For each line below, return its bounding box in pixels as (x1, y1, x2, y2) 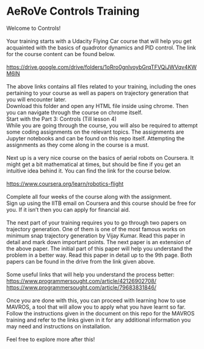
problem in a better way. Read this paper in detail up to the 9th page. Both (6, 251, 192, 259)
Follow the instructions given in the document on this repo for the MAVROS (6, 309, 195, 317)
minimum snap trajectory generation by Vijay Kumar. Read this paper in (6, 232, 185, 239)
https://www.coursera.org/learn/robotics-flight (6, 180, 124, 187)
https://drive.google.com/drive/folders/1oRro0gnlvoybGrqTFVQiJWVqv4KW (6, 63, 197, 71)
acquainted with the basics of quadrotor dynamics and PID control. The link (6, 44, 197, 51)
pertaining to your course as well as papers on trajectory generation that (6, 89, 189, 96)
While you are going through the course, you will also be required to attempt (6, 121, 198, 129)
